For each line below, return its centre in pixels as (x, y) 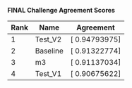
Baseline (49, 51)
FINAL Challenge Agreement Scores (61, 10)
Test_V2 (48, 39)
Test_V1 (48, 74)
